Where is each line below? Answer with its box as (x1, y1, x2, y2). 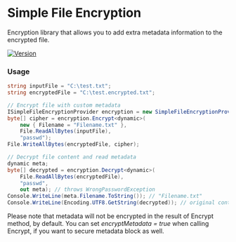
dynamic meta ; (7, 160, 49, 167)
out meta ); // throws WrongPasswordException (20, 186, 156, 194)
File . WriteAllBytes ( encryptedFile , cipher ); (7, 141, 140, 148)
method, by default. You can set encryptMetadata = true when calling (7, 220, 209, 228)
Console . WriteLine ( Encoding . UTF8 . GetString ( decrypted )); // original (7, 199, 216, 206)
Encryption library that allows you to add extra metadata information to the (7, 28, 223, 36)
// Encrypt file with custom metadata (7, 102, 121, 109)
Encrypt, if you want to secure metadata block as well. (7, 227, 164, 236)
